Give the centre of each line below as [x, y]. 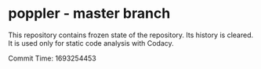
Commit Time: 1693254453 [52, 58]
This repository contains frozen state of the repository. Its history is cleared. [130, 35]
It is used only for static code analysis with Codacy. [91, 43]
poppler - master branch [89, 14]
